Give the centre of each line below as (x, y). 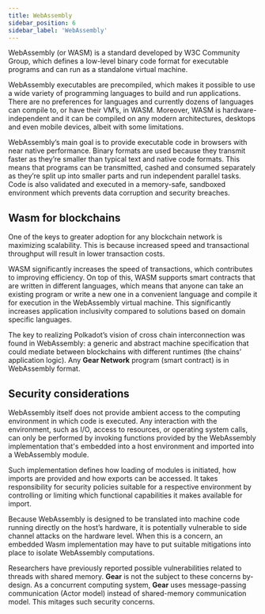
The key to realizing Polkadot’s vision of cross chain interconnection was (127, 335)
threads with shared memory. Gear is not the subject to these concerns (125, 576)
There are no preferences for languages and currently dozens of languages (131, 102)
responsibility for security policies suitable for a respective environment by (130, 487)
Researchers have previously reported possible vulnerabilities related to (125, 568)
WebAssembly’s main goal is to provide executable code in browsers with (128, 143)
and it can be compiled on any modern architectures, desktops (153, 119)
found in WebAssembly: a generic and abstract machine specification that (129, 343)
